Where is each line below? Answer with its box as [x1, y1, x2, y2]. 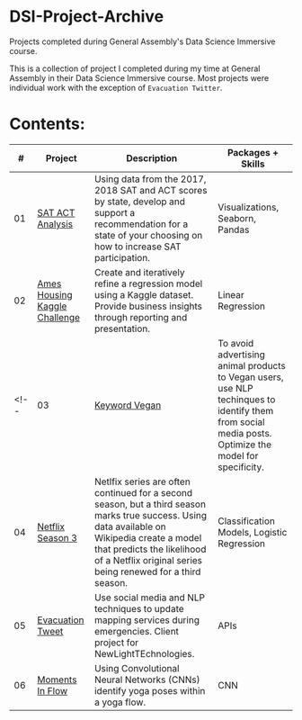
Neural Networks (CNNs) [93, 673, 200, 686]
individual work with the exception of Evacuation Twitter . [9, 82, 223, 93]
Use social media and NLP [93, 591, 205, 604]
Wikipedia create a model [93, 531, 202, 544]
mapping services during [93, 614, 200, 626]
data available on [93, 520, 166, 533]
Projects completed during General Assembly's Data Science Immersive [9, 36, 276, 47]
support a [93, 206, 136, 219]
